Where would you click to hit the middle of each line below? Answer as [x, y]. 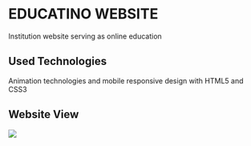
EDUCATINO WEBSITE [83, 14]
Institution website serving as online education [85, 36]
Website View [44, 114]
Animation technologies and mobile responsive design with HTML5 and [126, 80]
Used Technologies [57, 61]
